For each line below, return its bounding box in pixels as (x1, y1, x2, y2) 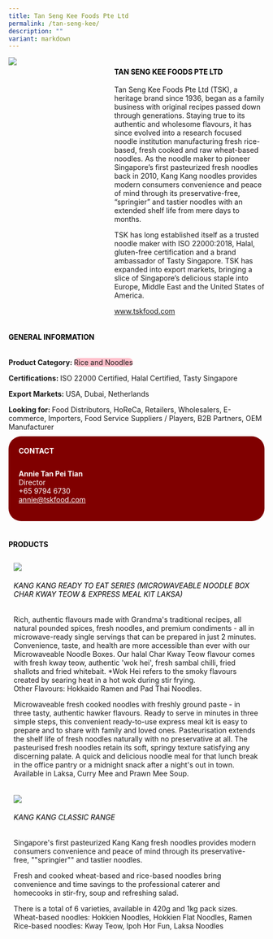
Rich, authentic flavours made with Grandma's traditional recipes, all (13, 615, 242, 624)
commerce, (8, 413, 47, 423)
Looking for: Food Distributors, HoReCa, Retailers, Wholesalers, (8, 404, 222, 415)
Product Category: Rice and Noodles (8, 357, 133, 367)
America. (114, 290, 145, 301)
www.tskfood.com (114, 306, 175, 316)
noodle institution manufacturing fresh (114, 137, 242, 146)
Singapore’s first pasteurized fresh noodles (114, 163, 258, 172)
